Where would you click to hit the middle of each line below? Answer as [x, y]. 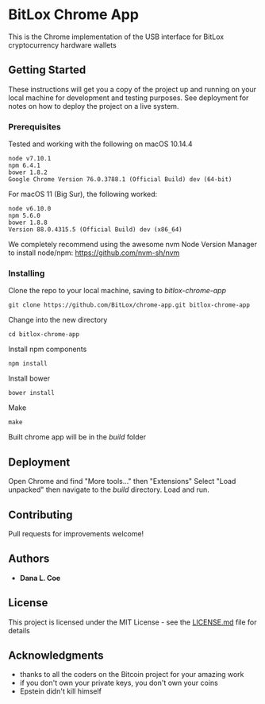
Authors [29, 559]
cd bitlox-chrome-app [44, 335]
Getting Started [47, 70]
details [19, 630]
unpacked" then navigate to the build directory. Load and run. [109, 489]
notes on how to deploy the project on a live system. [94, 106]
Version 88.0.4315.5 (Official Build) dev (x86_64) [95, 230]
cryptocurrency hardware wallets [62, 44]
